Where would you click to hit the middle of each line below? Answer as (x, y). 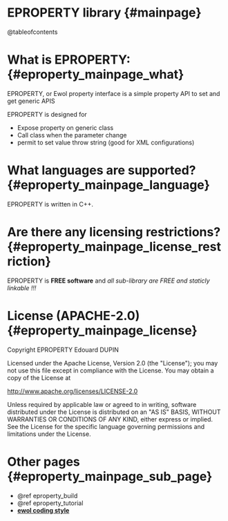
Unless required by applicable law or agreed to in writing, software (102, 404)
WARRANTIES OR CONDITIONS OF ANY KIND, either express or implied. (110, 419)
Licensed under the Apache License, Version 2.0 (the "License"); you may (113, 363)
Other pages (44, 462)
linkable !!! (22, 287)
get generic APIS (31, 101)
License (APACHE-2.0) (74, 315)
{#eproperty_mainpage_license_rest (114, 247)
